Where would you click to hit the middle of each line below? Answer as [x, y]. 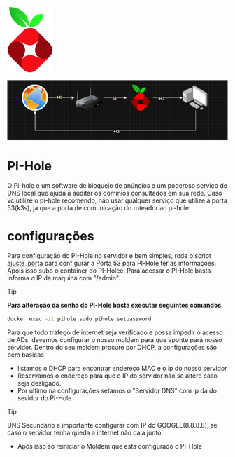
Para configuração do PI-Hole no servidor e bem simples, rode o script [109, 256]
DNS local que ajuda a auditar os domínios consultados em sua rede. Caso [115, 193]
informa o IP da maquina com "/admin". [64, 278]
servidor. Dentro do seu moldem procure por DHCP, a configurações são [112, 347]
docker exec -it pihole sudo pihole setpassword [79, 319]
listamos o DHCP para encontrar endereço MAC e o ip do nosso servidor [122, 368]
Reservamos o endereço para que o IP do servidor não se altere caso [117, 376]
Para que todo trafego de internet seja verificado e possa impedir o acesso [115, 332]
